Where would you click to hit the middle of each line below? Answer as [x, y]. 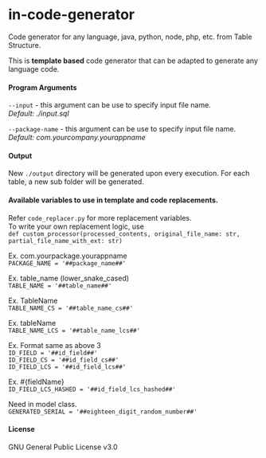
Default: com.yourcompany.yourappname [77, 138]
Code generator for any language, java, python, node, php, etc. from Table [130, 37]
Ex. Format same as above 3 [55, 345]
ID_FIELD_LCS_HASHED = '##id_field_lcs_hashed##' [92, 389]
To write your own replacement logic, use [76, 226]
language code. [34, 69]
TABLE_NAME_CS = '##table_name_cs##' [71, 308]
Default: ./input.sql [39, 114]
